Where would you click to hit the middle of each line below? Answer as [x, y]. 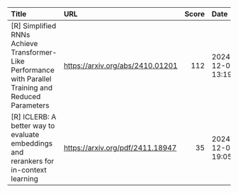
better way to [33, 125]
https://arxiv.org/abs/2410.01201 [121, 65]
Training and [32, 88]
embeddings [32, 143]
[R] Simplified [34, 26]
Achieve [24, 43]
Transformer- [34, 52]
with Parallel [31, 79]
